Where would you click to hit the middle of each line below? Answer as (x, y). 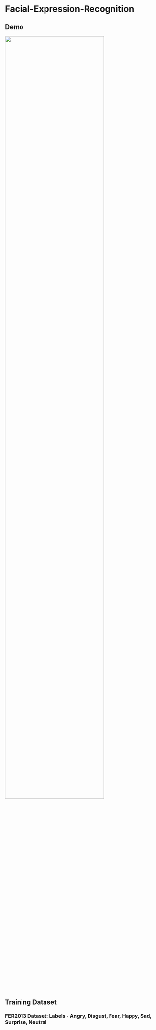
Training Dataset (31, 1002)
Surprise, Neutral (26, 1022)
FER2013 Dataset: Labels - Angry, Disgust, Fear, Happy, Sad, (78, 1016)
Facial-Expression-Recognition (70, 9)
